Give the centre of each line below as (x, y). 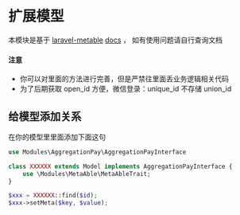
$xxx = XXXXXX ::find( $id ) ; (53, 196)
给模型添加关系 (45, 116)
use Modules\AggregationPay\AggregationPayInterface (97, 152)
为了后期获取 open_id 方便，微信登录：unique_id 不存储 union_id (126, 89)
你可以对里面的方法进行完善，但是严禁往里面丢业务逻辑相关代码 (124, 79)
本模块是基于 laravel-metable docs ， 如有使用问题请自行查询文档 (115, 40)
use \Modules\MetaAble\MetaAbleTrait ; (87, 174)
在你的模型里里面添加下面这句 (57, 137)
